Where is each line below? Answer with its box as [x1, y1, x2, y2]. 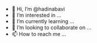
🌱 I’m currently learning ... [11, 18, 75, 24]
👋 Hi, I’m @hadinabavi [11, 6, 65, 12]
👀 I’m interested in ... [11, 12, 62, 19]
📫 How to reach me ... [11, 31, 66, 37]
